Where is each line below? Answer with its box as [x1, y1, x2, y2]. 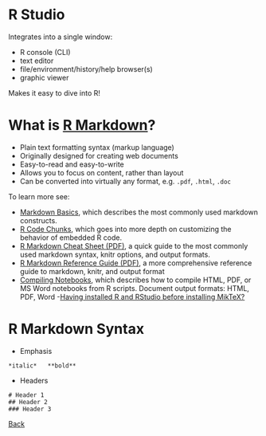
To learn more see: [8, 191, 70, 201]
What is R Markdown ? [8, 116, 156, 135]
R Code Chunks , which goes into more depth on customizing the [19, 224, 232, 234]
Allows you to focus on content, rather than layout [19, 167, 184, 177]
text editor [19, 56, 54, 65]
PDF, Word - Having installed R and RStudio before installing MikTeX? [19, 292, 245, 301]
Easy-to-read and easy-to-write [19, 159, 125, 169]
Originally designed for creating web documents [19, 151, 179, 160]
